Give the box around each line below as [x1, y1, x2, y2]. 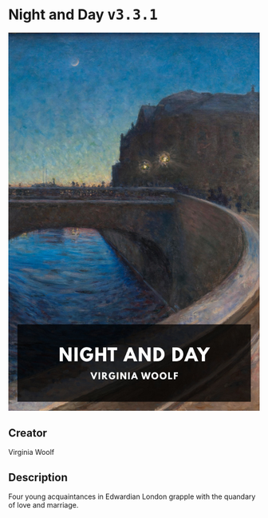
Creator [8, 426, 48, 440]
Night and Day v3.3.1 [8, 6, 158, 24]
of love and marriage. [8, 500, 79, 510]
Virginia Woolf [8, 448, 54, 457]
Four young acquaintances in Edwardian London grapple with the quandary [8, 492, 256, 501]
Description [8, 470, 68, 484]
